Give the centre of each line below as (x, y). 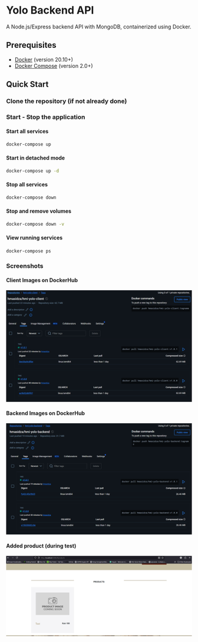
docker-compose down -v (35, 224)
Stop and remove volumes (39, 211)
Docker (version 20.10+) (44, 59)
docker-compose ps (29, 251)
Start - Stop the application (46, 117)
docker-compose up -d (33, 171)
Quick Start (27, 84)
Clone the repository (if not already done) (67, 101)
